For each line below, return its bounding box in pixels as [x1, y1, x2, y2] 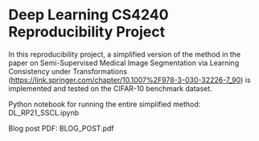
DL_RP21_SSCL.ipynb [8, 107, 79, 118]
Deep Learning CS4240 [8, 6, 169, 24]
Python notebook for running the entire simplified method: [8, 99, 201, 109]
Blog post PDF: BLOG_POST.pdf [8, 123, 114, 133]
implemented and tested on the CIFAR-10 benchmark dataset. [8, 83, 213, 93]
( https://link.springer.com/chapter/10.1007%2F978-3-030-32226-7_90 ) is [8, 75, 251, 85]
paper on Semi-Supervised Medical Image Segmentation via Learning [8, 58, 240, 68]
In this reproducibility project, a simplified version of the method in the [8, 49, 241, 59]
